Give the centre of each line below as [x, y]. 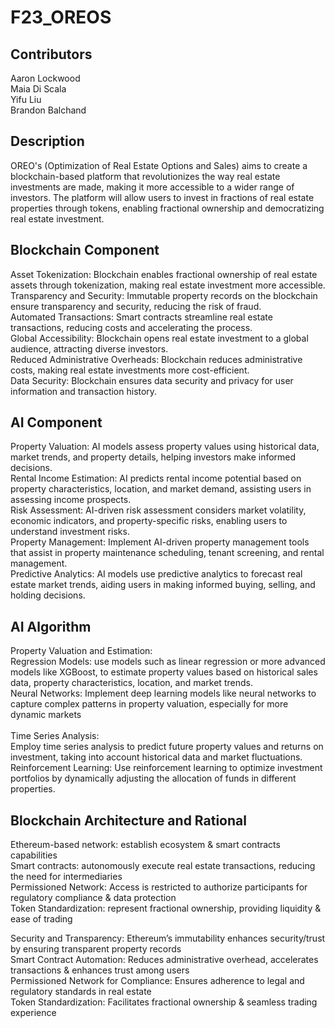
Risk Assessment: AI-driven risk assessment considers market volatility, [158, 510]
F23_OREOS [61, 17]
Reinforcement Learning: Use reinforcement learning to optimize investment [166, 768]
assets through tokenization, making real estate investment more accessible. [168, 285]
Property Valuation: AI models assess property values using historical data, [165, 447]
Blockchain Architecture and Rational [128, 820]
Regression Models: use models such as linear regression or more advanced [168, 662]
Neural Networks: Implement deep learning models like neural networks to [163, 693]
